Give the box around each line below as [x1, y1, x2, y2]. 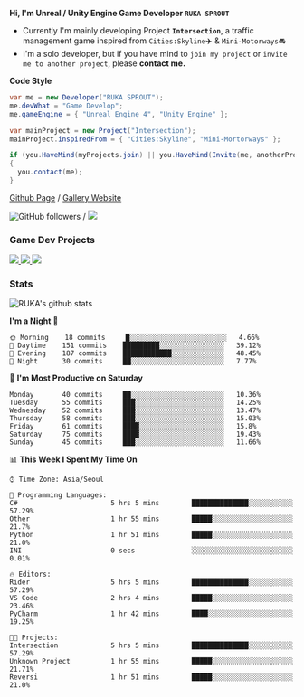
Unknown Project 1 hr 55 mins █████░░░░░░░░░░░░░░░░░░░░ [9, 657, 294, 666]
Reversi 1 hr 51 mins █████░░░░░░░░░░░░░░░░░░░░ [9, 673, 294, 682]
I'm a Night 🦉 [9, 316, 59, 326]
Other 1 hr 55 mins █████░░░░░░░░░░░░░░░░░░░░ [9, 514, 294, 523]
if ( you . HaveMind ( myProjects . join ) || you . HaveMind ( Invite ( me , [9, 151, 253, 160]
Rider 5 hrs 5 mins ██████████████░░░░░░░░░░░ [9, 578, 294, 587]
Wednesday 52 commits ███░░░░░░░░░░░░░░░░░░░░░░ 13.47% [9, 406, 261, 415]
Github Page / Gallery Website [9, 192, 122, 203]
